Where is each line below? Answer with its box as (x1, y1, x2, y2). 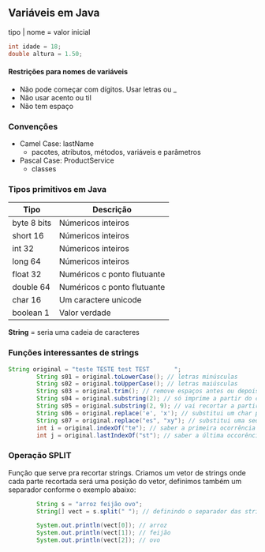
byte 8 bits (12, 217, 52, 228)
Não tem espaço (19, 101, 73, 111)
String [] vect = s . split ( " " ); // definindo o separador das (36, 507, 242, 516)
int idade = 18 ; (8, 43, 62, 51)
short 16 (12, 231, 45, 242)
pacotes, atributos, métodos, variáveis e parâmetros (31, 148, 201, 157)
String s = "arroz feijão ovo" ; (36, 500, 144, 508)
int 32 (12, 243, 34, 254)
